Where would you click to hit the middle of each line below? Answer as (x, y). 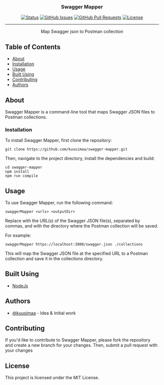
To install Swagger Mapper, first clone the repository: (59, 140)
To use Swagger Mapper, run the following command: (59, 203)
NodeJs (20, 286)
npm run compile (21, 176)
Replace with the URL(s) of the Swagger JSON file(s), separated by (73, 221)
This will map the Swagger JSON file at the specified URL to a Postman (76, 253)
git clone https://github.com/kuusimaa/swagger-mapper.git (66, 149)
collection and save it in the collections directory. (54, 259)
